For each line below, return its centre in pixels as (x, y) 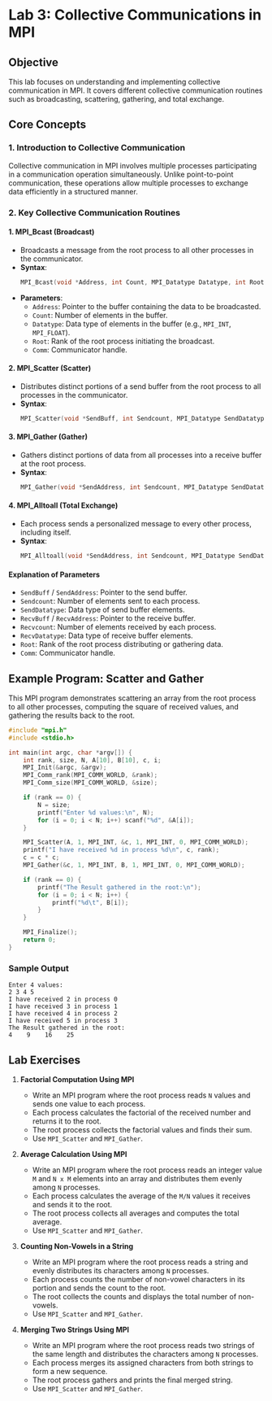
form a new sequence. (70, 1371)
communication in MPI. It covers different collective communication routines (136, 90)
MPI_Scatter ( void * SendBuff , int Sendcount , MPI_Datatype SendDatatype (144, 418)
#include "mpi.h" (38, 730)
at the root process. (53, 463)
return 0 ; (40, 940)
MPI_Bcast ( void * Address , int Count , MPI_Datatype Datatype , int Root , (144, 282)
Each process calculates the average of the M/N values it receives (141, 1196)
